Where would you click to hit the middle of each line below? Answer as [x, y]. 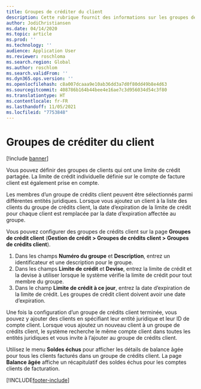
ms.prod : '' [21, 40]
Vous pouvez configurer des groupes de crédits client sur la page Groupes [99, 232]
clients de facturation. [33, 369]
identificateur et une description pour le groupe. [74, 262]
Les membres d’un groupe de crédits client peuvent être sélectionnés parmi [100, 194]
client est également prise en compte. [53, 183]
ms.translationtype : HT [36, 95]
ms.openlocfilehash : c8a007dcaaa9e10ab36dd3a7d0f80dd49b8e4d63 [87, 85]
